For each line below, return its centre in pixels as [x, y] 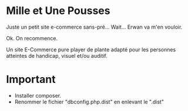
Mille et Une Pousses [58, 11]
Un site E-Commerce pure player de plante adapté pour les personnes [91, 49]
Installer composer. [38, 95]
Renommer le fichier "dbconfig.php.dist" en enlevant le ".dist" [89, 102]
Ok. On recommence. [32, 38]
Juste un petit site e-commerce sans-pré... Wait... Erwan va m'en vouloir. [94, 27]
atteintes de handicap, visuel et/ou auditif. [57, 56]
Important [31, 79]
